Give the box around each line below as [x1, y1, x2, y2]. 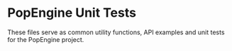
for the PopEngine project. [7, 35, 84, 43]
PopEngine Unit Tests [7, 5, 137, 21]
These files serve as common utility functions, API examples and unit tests [7, 28, 225, 36]
